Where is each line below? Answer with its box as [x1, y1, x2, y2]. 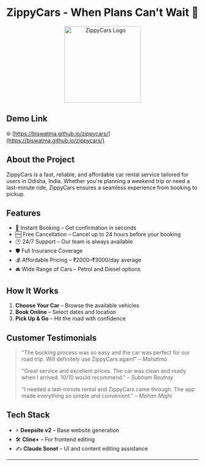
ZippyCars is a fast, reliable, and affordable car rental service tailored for [6, 171, 189, 178]
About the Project [6, 154, 75, 165]
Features [6, 208, 41, 218]
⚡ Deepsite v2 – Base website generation [15, 426, 120, 434]
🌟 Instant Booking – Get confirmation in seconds [15, 224, 137, 231]
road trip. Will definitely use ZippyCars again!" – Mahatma [21, 355, 167, 363]
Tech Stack [6, 410, 50, 420]
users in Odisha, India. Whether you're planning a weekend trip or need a [6, 177, 190, 184]
